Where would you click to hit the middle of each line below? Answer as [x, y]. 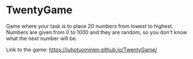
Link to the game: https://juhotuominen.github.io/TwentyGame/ [82, 49]
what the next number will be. [42, 38]
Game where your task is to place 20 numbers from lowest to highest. [90, 26]
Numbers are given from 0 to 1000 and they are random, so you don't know [97, 32]
